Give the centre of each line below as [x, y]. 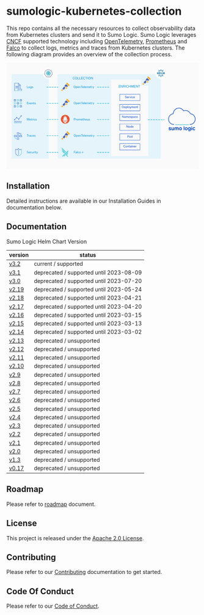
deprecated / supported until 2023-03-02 [88, 332]
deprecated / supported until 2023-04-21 [88, 298]
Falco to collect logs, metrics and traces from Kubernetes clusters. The [96, 48]
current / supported [59, 264]
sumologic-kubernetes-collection [94, 11]
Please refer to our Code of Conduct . [53, 606]
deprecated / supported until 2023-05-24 [88, 290]
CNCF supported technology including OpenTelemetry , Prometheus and [97, 41]
